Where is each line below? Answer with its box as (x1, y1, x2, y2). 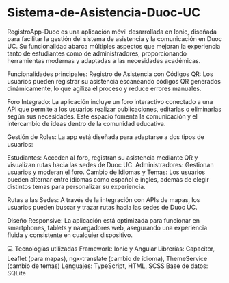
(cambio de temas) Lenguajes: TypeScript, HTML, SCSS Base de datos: (7, 262, 208, 270)
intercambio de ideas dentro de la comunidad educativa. (7, 119, 166, 127)
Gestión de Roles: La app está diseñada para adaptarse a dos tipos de (7, 132, 204, 141)
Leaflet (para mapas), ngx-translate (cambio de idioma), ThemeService (7, 254, 208, 262)
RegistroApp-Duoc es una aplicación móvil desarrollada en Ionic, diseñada (7, 27, 217, 36)
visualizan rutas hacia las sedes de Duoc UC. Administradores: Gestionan (7, 160, 214, 169)
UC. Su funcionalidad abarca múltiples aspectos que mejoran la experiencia (7, 42, 221, 50)
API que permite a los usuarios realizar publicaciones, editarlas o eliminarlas (7, 105, 222, 113)
